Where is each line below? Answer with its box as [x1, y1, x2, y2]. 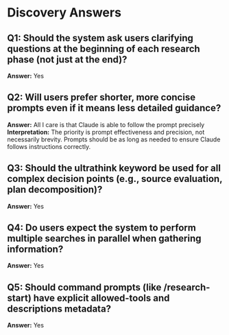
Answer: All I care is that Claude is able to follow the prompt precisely [7, 120, 205, 128]
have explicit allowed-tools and [33, 292, 170, 303]
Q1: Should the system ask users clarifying [7, 32, 193, 44]
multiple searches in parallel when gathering [7, 233, 202, 244]
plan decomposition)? [7, 184, 103, 196]
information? [7, 244, 64, 255]
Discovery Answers [7, 5, 122, 21]
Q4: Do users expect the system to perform [7, 222, 197, 234]
